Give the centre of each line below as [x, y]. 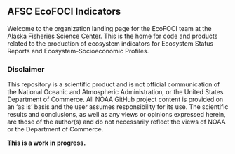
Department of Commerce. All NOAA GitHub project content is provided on [115, 100]
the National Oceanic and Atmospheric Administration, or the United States [115, 92]
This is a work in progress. [47, 143]
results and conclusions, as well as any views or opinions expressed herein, [116, 115]
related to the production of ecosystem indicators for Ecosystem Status [110, 43]
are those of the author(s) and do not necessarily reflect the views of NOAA [116, 122]
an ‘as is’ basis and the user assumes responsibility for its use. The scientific [118, 107]
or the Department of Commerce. [55, 129]
